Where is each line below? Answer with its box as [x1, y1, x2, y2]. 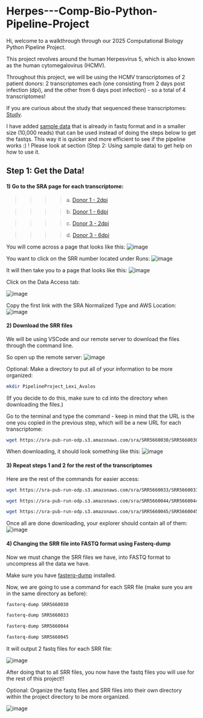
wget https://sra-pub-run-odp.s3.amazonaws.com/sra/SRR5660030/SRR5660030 [6, 437, 199, 443]
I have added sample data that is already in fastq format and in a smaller [6, 122, 186, 129]
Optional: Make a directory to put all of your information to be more [6, 365, 173, 373]
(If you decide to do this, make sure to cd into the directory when [6, 394, 168, 402]
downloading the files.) [6, 400, 63, 408]
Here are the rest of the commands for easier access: [6, 475, 140, 482]
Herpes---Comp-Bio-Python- [6, 4, 158, 18]
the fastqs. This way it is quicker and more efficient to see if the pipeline [6, 135, 186, 143]
